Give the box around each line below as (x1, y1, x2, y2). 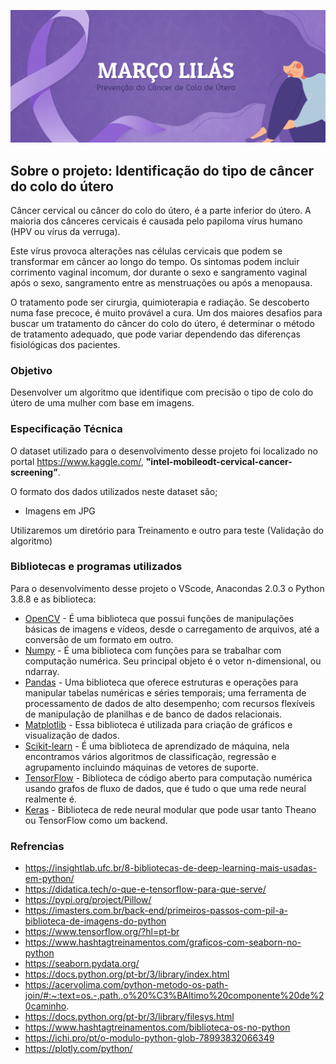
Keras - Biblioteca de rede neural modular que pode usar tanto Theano (24, 803, 317, 815)
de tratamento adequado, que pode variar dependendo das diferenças (10, 328, 301, 340)
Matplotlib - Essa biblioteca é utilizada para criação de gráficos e (24, 718, 293, 730)
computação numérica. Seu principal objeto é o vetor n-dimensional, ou (24, 655, 322, 667)
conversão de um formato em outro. (24, 633, 174, 645)
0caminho (24, 1000, 67, 1012)
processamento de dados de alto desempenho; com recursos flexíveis (24, 697, 316, 709)
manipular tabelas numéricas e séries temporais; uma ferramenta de (24, 686, 307, 699)
